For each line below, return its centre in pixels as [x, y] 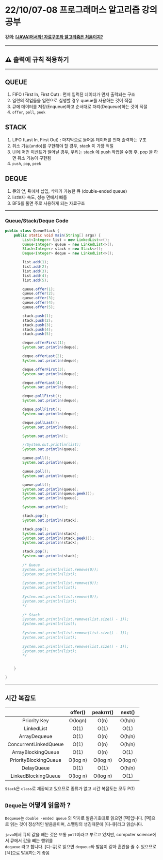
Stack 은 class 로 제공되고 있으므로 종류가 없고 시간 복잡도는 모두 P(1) [70, 788]
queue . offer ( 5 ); [39, 307]
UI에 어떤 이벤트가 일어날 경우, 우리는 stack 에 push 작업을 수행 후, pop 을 [82, 152]
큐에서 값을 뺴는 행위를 [32, 841]
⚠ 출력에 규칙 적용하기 [37, 60]
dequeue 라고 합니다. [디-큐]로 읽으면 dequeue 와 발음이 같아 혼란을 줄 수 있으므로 [81, 846]
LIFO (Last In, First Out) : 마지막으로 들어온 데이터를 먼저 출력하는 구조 [79, 140]
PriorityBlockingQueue [35, 760]
